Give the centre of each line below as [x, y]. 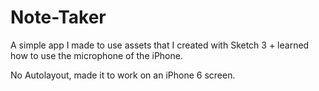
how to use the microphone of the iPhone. [96, 55]
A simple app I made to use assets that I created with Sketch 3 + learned [160, 45]
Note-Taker [58, 17]
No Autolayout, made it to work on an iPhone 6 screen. [123, 75]
